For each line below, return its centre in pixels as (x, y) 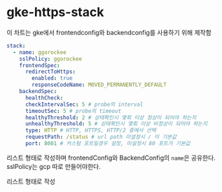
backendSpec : (38, 92)
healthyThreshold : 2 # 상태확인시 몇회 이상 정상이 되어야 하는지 (111, 117)
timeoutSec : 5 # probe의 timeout (73, 111)
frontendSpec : (40, 65)
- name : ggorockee (40, 52)
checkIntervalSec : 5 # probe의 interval (84, 104)
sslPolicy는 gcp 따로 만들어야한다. (54, 166)
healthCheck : (44, 98)
